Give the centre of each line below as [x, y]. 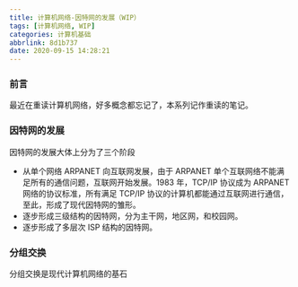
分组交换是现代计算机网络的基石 [68, 274]
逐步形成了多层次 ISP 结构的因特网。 [90, 227]
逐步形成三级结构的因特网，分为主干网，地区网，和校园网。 [132, 215]
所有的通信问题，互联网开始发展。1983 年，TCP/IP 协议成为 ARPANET [160, 182]
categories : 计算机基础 [50, 34]
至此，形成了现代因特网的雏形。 [81, 204]
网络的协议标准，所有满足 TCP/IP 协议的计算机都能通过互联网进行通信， [155, 193]
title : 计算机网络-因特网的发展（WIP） [75, 17]
